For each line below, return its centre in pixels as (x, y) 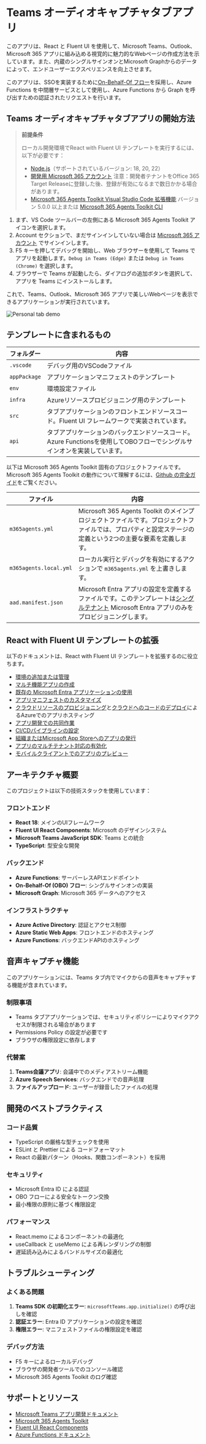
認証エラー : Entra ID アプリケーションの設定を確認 (78, 1322)
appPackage (25, 377)
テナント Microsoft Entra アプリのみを (139, 607)
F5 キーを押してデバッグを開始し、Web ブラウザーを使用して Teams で (105, 250)
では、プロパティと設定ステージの (146, 529)
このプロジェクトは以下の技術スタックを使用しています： (79, 791)
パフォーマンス (29, 1222)
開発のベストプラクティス (55, 1108)
